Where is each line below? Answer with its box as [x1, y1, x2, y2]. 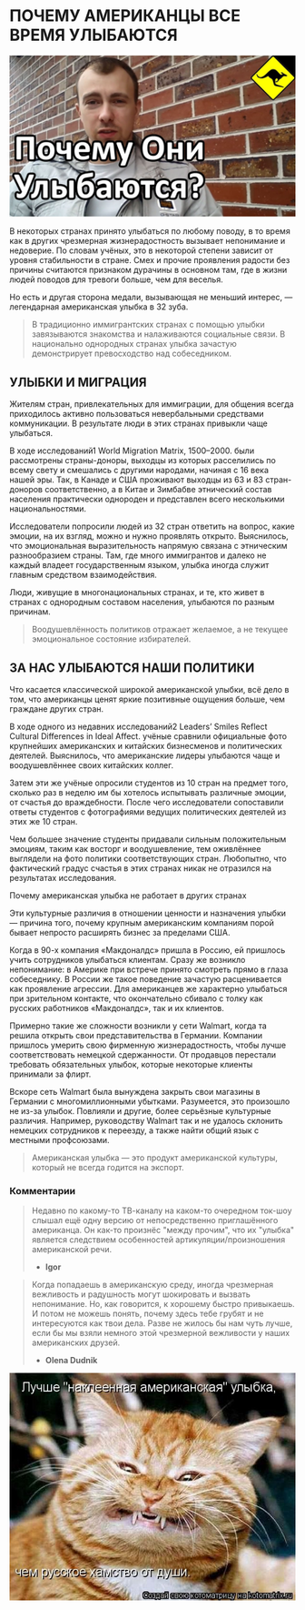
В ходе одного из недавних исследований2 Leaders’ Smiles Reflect [9, 721, 268, 733]
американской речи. [31, 1244, 113, 1255]
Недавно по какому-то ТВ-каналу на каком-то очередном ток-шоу [31, 1205, 292, 1216]
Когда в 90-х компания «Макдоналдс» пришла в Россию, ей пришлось [9, 945, 286, 956]
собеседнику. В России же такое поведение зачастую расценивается [9, 974, 282, 985]
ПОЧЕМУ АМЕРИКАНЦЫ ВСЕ [9, 5, 241, 26]
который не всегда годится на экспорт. [31, 1162, 184, 1173]
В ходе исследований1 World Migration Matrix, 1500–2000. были [9, 445, 255, 456]
